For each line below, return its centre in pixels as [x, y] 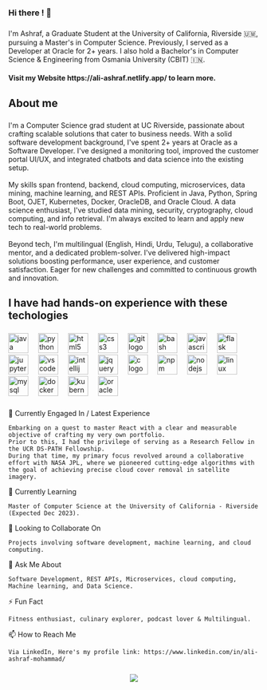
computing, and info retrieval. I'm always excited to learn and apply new [126, 218]
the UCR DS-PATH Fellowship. [57, 449]
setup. [19, 168]
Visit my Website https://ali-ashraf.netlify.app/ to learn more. [112, 78]
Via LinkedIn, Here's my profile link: [75, 652]
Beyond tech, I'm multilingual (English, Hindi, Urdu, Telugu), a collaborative [131, 244]
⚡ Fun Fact [26, 601]
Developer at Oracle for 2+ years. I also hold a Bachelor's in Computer [124, 50]
